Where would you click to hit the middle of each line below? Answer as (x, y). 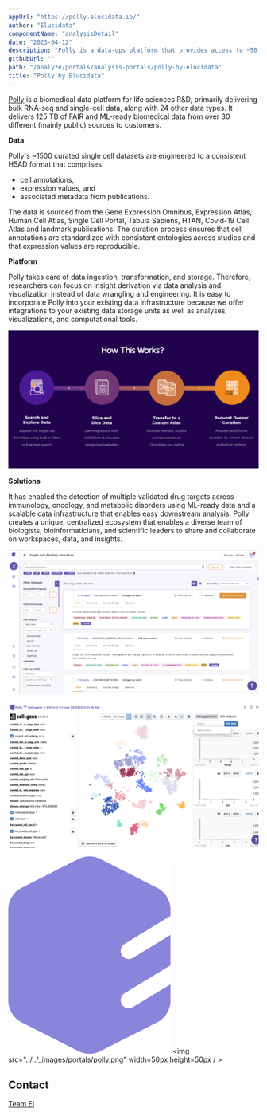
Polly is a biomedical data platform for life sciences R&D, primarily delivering (133, 99)
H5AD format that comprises (55, 164)
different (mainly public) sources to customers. (85, 124)
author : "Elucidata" (43, 25)
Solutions (25, 481)
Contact (29, 1085)
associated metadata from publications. (85, 196)
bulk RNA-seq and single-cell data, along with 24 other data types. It (120, 108)
